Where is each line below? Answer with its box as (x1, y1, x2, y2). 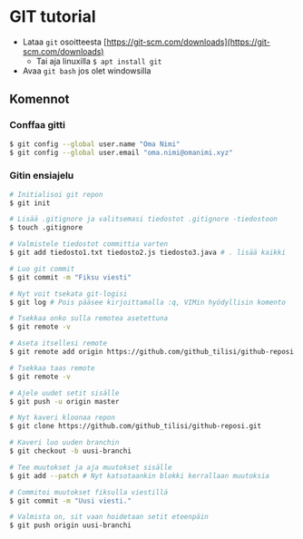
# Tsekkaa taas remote (9, 363, 95, 373)
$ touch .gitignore (9, 223, 83, 232)
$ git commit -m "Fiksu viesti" (9, 272, 132, 282)
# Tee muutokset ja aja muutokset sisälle (9, 463, 172, 472)
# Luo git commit (9, 264, 75, 273)
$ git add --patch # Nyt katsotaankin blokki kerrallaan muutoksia (9, 471, 270, 480)
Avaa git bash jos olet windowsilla (22, 65, 151, 76)
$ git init (9, 198, 51, 208)
